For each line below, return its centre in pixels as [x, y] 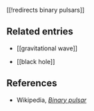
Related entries [40, 31]
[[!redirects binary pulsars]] [46, 10]
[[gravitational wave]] [47, 48]
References [32, 83]
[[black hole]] [36, 61]
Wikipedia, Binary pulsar [51, 100]
